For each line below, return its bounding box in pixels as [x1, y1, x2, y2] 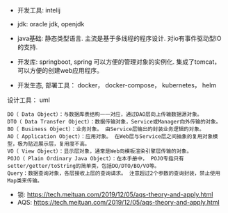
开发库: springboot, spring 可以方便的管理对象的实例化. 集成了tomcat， [17, 58, 221, 66]
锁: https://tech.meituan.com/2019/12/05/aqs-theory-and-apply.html [17, 190, 213, 198]
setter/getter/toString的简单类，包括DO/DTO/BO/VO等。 [7, 162, 160, 169]
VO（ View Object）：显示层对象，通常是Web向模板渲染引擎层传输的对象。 [7, 148, 193, 155]
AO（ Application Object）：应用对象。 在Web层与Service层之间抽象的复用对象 [7, 133, 213, 140]
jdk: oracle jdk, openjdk [17, 20, 85, 28]
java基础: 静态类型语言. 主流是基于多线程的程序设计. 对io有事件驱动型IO [17, 34, 222, 42]
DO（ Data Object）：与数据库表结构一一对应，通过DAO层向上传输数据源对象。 [7, 111, 203, 118]
